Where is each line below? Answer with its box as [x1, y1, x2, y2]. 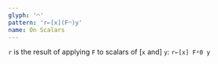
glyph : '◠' [8, 11, 44, 20]
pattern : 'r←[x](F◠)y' [8, 19, 83, 27]
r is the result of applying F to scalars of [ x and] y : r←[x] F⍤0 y [8, 48, 211, 57]
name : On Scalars [8, 26, 65, 34]
